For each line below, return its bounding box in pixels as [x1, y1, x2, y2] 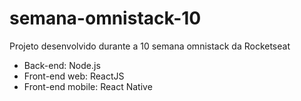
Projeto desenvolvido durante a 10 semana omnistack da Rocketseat [9, 40, 291, 52]
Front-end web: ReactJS [23, 70, 125, 82]
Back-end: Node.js [23, 59, 101, 71]
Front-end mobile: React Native [23, 80, 153, 92]
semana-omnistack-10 [9, 7, 202, 30]
